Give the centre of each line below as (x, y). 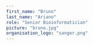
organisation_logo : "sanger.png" (47, 33)
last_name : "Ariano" (31, 17)
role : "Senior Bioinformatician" (47, 22)
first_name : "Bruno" (31, 11)
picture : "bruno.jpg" (33, 28)
